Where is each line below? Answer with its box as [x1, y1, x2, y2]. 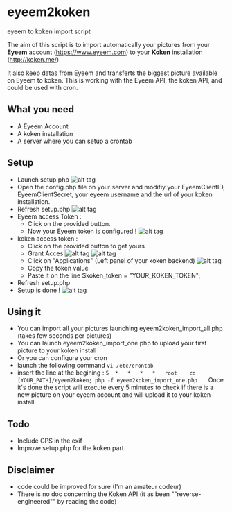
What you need [7, 103, 75, 115]
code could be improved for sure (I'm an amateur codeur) [17, 483, 182, 490]
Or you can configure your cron [17, 354, 107, 362]
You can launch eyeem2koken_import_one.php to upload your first [17, 339, 207, 348]
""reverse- [170, 490, 202, 498]
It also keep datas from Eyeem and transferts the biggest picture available [7, 69, 218, 77]
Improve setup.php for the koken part [17, 444, 125, 452]
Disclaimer [7, 464, 55, 476]
